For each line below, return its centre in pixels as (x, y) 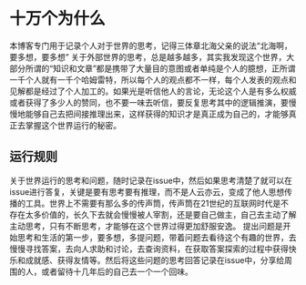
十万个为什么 (58, 19)
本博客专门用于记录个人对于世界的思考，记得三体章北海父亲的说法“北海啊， (151, 46)
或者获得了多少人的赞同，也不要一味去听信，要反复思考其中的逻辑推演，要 (149, 102)
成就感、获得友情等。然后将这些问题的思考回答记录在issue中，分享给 (155, 260)
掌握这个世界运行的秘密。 (73, 125)
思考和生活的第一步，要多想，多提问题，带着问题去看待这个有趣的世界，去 (157, 237)
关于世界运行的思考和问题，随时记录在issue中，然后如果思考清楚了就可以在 (151, 180)
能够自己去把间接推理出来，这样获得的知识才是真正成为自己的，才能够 (157, 114)
